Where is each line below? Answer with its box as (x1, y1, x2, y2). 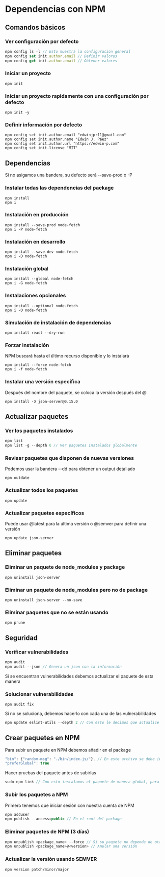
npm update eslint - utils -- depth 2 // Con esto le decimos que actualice (5, 720, 160, 725)
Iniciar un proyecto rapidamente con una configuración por (5, 92, 149, 99)
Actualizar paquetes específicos (5, 510, 84, 517)
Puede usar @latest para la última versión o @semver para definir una (5, 520, 146, 526)
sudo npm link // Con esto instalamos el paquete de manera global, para (5, 779, 160, 785)
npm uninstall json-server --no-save (5, 598, 82, 602)
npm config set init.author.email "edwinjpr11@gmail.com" (5, 132, 126, 138)
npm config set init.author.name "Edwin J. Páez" (5, 137, 109, 142)
